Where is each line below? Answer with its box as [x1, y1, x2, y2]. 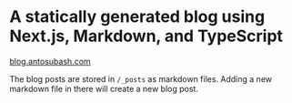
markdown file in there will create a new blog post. [9, 83, 198, 94]
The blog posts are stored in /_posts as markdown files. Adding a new [9, 73, 273, 84]
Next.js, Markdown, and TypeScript [9, 26, 284, 46]
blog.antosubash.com [9, 56, 91, 67]
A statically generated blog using [9, 6, 266, 27]
